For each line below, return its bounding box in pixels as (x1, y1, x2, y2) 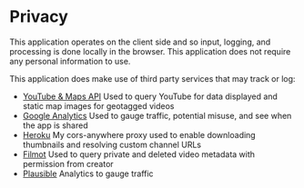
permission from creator (22, 158, 114, 169)
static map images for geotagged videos (22, 100, 175, 111)
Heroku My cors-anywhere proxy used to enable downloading (22, 129, 257, 140)
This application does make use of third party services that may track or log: (9, 73, 296, 84)
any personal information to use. (9, 55, 131, 66)
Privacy (9, 6, 68, 27)
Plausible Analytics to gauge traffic (22, 168, 154, 179)
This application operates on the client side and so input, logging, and (9, 36, 271, 47)
